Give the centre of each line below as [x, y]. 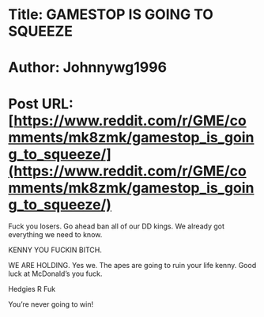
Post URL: [41, 104]
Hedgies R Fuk [32, 289]
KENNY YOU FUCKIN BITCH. [55, 250]
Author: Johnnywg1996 [88, 68]
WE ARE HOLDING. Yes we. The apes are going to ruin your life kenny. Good [132, 266]
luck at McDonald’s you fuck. [55, 274]
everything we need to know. [55, 235]
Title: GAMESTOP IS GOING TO [111, 15]
